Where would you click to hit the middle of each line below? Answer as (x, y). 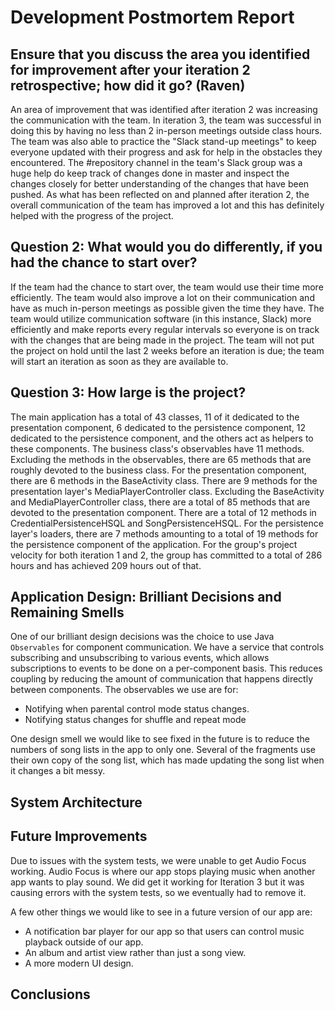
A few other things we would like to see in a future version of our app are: (161, 912)
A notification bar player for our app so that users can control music (164, 931)
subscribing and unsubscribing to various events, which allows (140, 658)
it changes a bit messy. (58, 771)
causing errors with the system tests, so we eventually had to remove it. (158, 892)
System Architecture (76, 802)
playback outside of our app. (84, 942)
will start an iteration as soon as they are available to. (119, 361)
